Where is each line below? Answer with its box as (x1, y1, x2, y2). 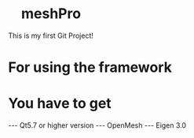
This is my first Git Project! (8, 31, 94, 40)
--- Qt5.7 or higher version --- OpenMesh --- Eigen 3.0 (8, 121, 187, 130)
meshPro (20, 5, 81, 23)
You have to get (8, 95, 112, 113)
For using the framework (8, 58, 173, 76)
